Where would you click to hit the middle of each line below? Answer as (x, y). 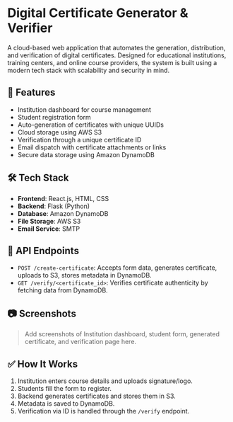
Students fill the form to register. (64, 388)
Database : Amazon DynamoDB (63, 213)
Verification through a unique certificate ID (79, 139)
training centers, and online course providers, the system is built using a (112, 62)
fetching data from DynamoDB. (62, 290)
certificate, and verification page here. (80, 342)
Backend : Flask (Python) (54, 206)
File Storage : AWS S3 (49, 221)
